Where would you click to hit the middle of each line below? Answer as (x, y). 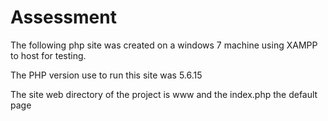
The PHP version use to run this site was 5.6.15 (106, 75)
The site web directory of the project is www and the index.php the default (164, 94)
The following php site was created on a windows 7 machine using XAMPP (164, 45)
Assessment (63, 17)
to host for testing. (48, 55)
